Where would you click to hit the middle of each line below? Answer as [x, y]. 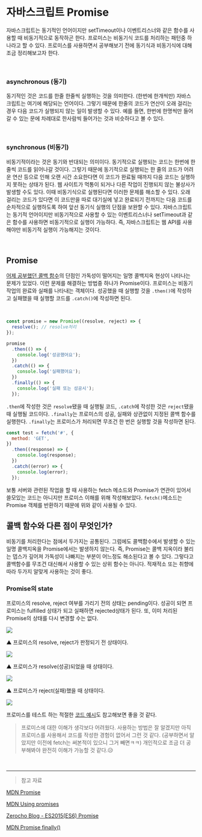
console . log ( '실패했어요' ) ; [49, 371]
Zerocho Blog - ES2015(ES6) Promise [53, 815]
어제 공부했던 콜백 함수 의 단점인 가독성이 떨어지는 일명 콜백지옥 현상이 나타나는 [99, 276]
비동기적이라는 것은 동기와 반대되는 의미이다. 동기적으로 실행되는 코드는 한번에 [98, 162]
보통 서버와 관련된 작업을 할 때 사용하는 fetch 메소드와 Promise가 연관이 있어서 [99, 490]
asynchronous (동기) [37, 81]
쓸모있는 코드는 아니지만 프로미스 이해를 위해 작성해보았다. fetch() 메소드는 [94, 497]
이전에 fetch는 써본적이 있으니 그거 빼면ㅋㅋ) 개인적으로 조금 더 [111, 742]
